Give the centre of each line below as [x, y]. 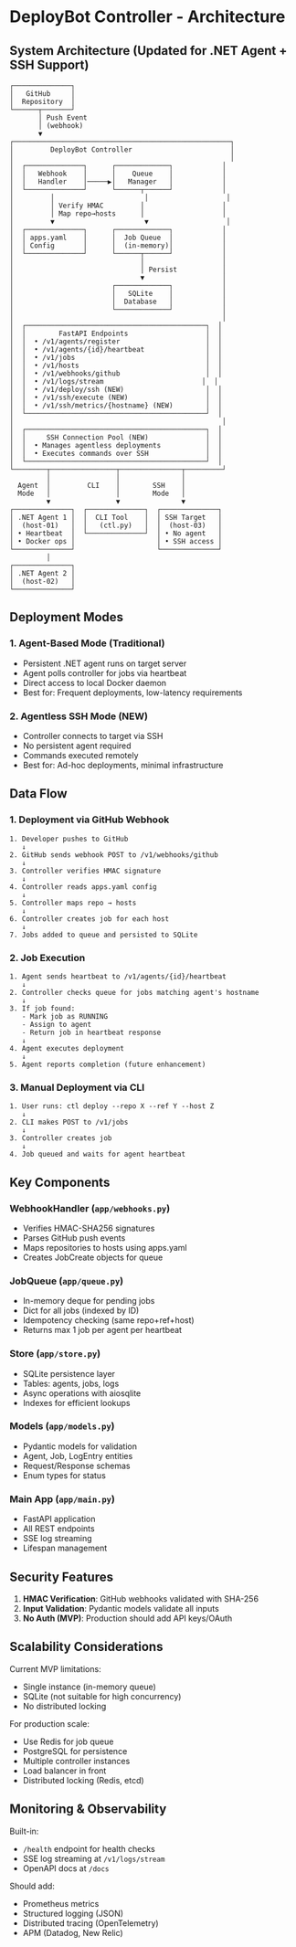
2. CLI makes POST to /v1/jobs [69, 1122]
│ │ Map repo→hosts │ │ [118, 214]
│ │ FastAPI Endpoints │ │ [116, 333]
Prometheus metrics [61, 1903]
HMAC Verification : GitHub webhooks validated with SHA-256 [140, 1598]
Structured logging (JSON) [73, 1913]
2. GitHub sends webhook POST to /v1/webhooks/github [114, 855]
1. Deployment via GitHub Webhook [90, 820]
